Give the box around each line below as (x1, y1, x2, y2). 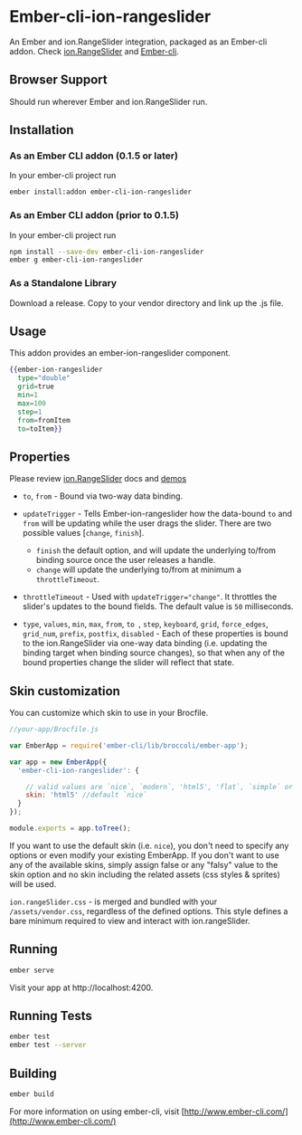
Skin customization (9, 683, 120, 699)
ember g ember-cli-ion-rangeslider (9, 255, 144, 264)
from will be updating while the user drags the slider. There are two (22, 518, 272, 529)
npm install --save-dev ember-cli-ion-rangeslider (9, 247, 204, 256)
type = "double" (17, 374, 71, 383)
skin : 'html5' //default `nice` (25, 790, 147, 800)
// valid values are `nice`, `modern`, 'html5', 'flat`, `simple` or (25, 782, 294, 791)
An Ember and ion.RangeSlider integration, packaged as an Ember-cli (9, 36, 268, 47)
